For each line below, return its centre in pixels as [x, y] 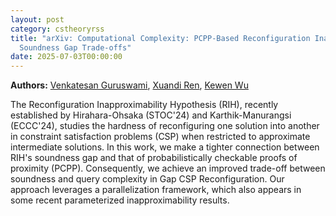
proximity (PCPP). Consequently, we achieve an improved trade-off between [168, 168]
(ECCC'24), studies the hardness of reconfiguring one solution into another [165, 126]
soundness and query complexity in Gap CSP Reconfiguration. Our [147, 179]
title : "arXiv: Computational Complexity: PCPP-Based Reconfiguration [160, 38]
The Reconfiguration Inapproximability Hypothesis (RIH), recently [144, 105]
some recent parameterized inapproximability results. [120, 200]
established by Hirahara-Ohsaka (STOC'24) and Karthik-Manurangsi [151, 115]
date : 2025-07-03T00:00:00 [66, 57]
